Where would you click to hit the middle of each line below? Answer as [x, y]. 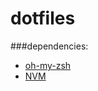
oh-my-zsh [48, 65]
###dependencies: [49, 46]
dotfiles [43, 18]
